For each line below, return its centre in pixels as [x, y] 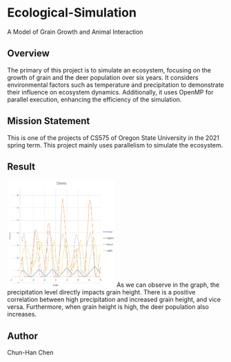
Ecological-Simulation [72, 13]
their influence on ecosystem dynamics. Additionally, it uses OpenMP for [110, 92]
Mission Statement [49, 121]
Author [22, 336]
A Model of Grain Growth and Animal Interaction [75, 32]
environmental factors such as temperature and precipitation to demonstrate [115, 85]
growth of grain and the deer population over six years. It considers [103, 77]
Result [21, 167]
